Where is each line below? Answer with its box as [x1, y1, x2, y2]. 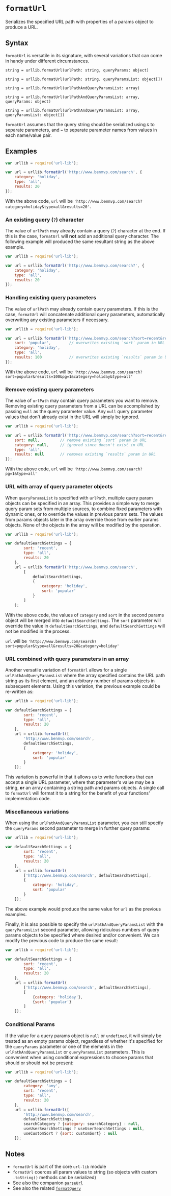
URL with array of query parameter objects [5, 483, 113, 490]
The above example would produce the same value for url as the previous [5, 905, 161, 912]
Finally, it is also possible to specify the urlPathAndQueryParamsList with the [5, 921, 164, 927]
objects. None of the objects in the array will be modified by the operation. [5, 522, 161, 528]
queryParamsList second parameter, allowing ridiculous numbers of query [5, 926, 160, 932]
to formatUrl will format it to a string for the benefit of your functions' [5, 790, 150, 796]
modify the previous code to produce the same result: [5, 937, 118, 943]
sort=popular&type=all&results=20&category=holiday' [5, 643, 120, 649]
